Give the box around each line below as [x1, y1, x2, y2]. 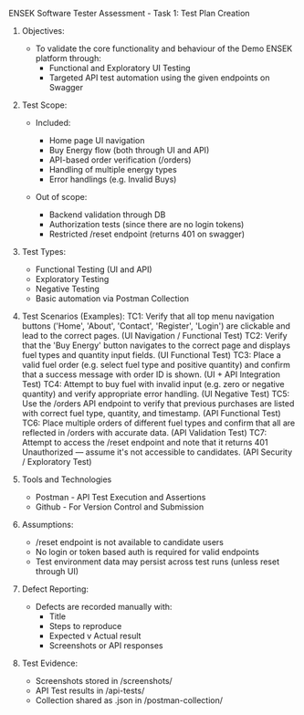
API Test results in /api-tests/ [35, 685, 145, 696]
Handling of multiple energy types [48, 164, 177, 174]
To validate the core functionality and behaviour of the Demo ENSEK [35, 43, 293, 54]
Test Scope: [21, 100, 68, 110]
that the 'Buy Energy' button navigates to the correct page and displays [21, 340, 291, 351]
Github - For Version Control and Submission [35, 501, 204, 512]
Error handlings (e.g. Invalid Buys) [48, 173, 177, 184]
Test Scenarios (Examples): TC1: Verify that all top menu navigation [21, 310, 275, 321]
